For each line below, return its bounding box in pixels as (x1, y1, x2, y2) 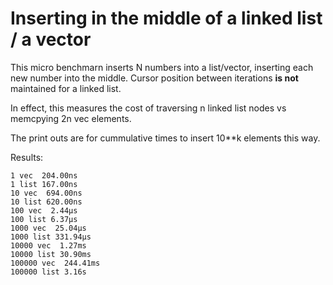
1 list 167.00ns (10, 179, 78, 189)
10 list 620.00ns (10, 197, 83, 207)
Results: (10, 151, 44, 163)
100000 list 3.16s (10, 267, 87, 277)
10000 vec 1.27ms (10, 240, 87, 251)
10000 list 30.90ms (10, 249, 92, 259)
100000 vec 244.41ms (10, 258, 101, 268)
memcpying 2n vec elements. (10, 112, 132, 124)
